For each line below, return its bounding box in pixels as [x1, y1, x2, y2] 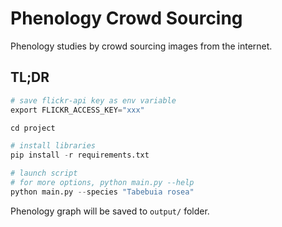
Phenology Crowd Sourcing [10, 7, 243, 30]
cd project [10, 123, 56, 133]
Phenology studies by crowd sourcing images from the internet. [10, 40, 273, 52]
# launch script [10, 168, 78, 179]
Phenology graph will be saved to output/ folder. [10, 205, 210, 217]
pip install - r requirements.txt [10, 150, 150, 161]
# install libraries [10, 141, 97, 151]
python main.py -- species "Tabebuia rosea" [10, 187, 195, 197]
